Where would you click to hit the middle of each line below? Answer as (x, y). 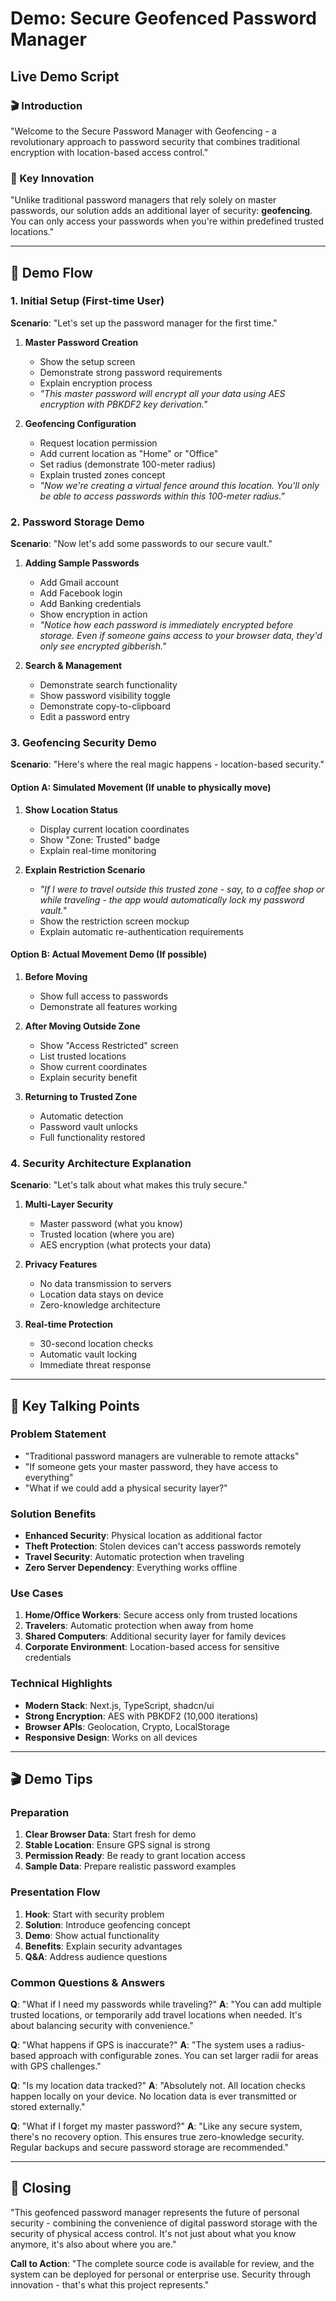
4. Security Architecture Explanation (101, 1163)
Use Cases (37, 1594)
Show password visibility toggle (105, 696)
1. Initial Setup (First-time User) (87, 301)
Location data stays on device (101, 1294)
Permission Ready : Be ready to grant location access (135, 1856)
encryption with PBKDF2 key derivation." (123, 404)
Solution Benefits (53, 1514)
